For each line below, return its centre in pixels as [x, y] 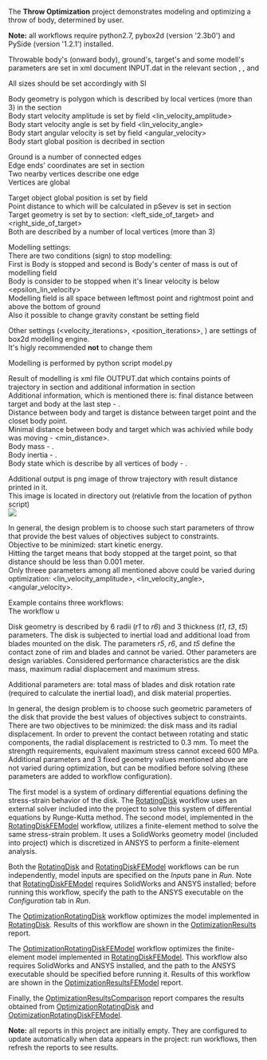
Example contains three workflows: [66, 603]
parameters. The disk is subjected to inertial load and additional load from [129, 635]
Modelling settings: [40, 247]
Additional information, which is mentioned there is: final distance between [131, 395]
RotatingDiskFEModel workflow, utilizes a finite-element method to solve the [133, 826]
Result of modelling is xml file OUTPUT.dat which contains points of [120, 378]
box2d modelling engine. [49, 339]
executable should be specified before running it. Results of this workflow [130, 974]
